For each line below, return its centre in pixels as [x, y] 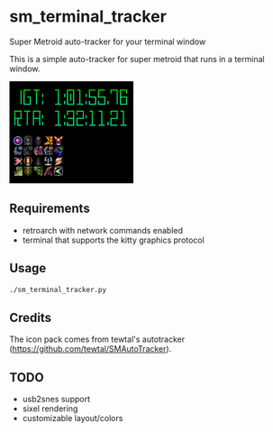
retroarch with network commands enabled [102, 230]
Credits [31, 317]
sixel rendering [50, 409]
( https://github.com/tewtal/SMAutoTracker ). [91, 349]
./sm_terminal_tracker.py [58, 290]
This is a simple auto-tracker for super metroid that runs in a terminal [137, 59]
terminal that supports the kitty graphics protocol [113, 240]
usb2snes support [56, 400]
